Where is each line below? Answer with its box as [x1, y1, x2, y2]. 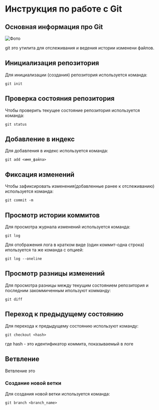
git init [5, 81, 23, 86]
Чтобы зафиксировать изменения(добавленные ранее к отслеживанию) [5, 183, 155, 189]
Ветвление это [5, 368, 35, 374]
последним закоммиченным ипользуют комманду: [5, 287, 111, 293]
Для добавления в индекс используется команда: [5, 148, 108, 154]
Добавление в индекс [5, 135, 75, 144]
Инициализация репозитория [5, 59, 99, 67]
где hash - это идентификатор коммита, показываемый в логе [5, 341, 134, 346]
